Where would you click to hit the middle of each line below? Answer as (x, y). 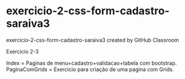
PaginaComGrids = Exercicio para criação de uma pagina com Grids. (90, 69)
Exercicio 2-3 (23, 51)
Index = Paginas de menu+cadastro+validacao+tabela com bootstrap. (91, 63)
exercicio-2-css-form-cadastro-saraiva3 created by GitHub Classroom (92, 40)
